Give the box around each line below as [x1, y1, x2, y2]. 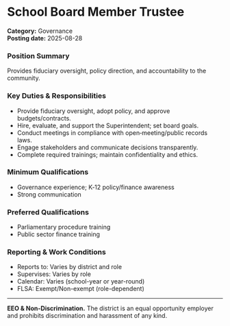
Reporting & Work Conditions [7, 247, 106, 257]
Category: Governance [7, 27, 73, 35]
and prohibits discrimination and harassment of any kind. [7, 312, 168, 320]
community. [7, 74, 40, 82]
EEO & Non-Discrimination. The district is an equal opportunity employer [7, 304, 214, 312]
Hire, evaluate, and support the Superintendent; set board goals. [16, 121, 199, 129]
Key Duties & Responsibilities [7, 91, 106, 101]
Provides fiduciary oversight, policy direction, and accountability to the [7, 66, 207, 75]
